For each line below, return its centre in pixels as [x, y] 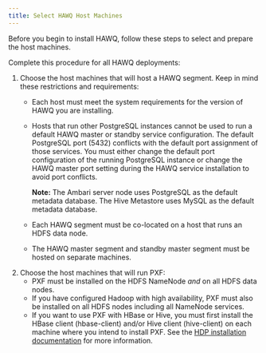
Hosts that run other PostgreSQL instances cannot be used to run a [142, 125]
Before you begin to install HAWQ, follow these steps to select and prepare [131, 38]
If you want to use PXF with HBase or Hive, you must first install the [142, 315]
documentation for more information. [92, 340]
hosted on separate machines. [81, 257]
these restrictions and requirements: [79, 86]
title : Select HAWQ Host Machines [66, 16]
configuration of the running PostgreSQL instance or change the [137, 160]
